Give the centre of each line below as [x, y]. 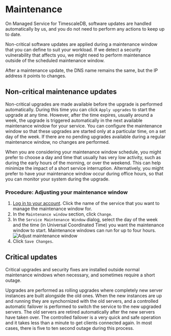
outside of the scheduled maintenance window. [55, 60]
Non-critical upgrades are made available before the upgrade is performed [84, 104]
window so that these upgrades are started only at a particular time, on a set [86, 131]
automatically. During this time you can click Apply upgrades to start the [80, 109]
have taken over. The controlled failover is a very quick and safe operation [83, 317]
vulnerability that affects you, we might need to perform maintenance [78, 55]
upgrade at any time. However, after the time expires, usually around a [79, 115]
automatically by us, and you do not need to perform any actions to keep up [85, 29]
